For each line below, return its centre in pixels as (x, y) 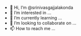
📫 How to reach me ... (32, 28)
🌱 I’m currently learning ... (36, 18)
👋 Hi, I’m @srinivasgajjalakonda (41, 8)
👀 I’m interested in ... (30, 13)
